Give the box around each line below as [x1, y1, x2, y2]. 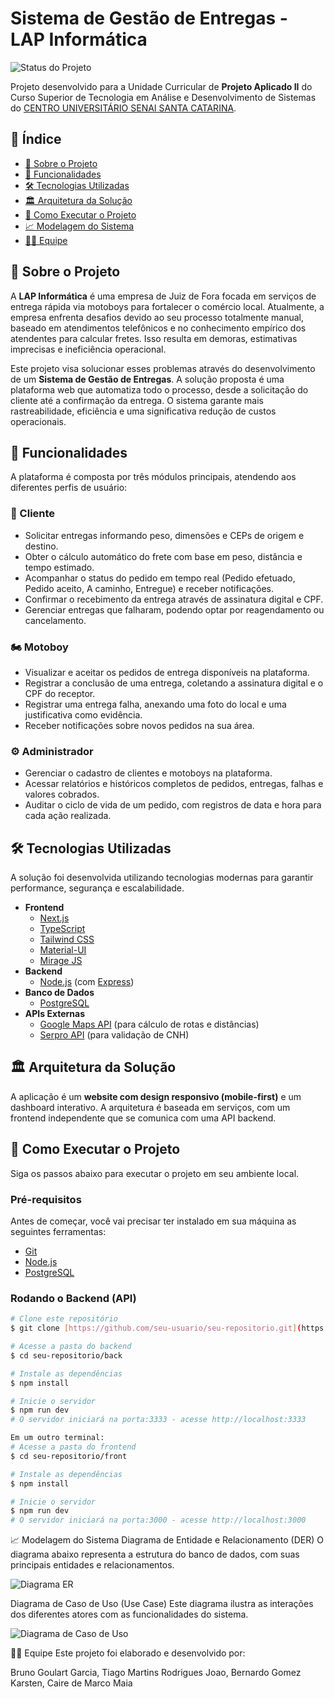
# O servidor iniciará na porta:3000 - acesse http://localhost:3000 [10, 1515, 307, 1526]
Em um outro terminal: [10, 1433, 105, 1443]
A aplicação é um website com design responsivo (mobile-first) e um [10, 1090, 302, 1102]
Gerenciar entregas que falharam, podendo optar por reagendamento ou [24, 603, 325, 616]
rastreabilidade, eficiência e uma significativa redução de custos [10, 405, 277, 417]
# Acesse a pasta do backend [10, 1342, 132, 1352]
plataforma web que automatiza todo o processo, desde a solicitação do [10, 383, 309, 396]
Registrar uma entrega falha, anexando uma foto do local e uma [24, 698, 287, 710]
